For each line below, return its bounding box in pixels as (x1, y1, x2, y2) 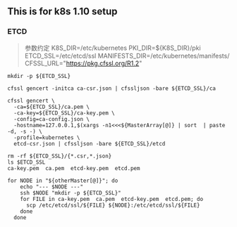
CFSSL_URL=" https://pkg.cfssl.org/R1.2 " (24, 59, 142, 67)
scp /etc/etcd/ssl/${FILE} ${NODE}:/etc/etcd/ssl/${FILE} (25, 202, 200, 209)
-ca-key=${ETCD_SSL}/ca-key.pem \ (13, 109, 115, 117)
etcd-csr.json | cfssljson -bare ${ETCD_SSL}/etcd (13, 140, 166, 147)
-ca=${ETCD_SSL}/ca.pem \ (13, 103, 90, 110)
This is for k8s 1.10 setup (7, 6, 118, 18)
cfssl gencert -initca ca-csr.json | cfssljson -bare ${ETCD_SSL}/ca (7, 84, 217, 92)
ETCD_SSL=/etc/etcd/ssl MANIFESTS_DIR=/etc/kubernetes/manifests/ (24, 51, 230, 60)
